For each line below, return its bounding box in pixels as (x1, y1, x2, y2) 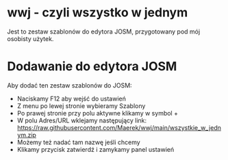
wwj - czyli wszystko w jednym (7, 5, 188, 21)
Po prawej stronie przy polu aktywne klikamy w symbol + (16, 109, 178, 117)
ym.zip (16, 131, 36, 139)
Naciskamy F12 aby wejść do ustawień (16, 94, 127, 103)
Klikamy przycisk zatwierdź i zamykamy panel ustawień (16, 145, 175, 153)
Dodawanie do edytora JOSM (7, 59, 177, 75)
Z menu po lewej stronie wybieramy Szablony (16, 101, 146, 110)
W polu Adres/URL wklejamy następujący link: (16, 116, 147, 124)
